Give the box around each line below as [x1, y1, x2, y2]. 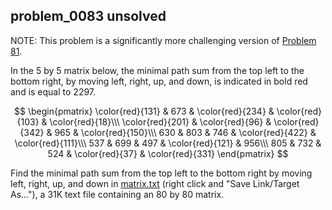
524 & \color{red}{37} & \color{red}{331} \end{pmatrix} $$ [47, 147, 289, 159]
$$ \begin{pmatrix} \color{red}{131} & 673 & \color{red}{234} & [14, 105, 275, 117]
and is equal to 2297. [10, 85, 97, 98]
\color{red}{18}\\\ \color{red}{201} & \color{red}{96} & [49, 115, 272, 128]
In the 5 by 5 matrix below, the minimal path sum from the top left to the [10, 64, 305, 76]
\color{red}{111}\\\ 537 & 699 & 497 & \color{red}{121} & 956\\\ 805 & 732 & [14, 137, 322, 149]
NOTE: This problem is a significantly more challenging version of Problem [10, 34, 317, 46]
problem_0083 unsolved [10, 8, 167, 25]
